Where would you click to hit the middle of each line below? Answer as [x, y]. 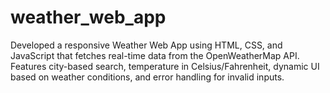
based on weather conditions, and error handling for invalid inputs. [147, 77]
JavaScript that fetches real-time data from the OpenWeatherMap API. [155, 55]
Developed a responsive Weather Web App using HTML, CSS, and [146, 45]
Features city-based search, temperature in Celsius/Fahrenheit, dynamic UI [165, 66]
